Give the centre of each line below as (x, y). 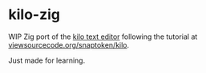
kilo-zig (34, 15)
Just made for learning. (47, 60)
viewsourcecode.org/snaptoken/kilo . (69, 44)
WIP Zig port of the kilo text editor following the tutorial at (103, 36)
